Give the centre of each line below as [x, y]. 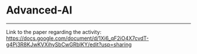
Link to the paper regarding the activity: [54, 32]
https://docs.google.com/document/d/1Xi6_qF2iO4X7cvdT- [78, 38]
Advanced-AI [39, 10]
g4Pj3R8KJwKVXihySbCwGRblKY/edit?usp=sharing [69, 44]
